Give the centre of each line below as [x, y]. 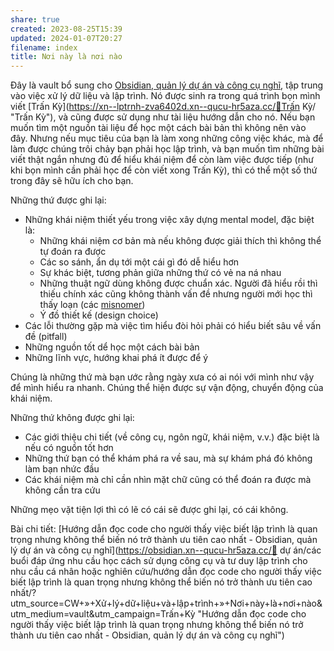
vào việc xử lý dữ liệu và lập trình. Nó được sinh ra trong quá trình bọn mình [165, 96]
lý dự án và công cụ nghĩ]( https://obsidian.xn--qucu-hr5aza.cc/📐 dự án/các [166, 550]
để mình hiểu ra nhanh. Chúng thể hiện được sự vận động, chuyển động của [167, 388]
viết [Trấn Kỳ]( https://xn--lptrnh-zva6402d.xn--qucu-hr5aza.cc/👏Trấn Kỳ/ [163, 107]
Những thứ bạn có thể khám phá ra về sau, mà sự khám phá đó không [168, 458]
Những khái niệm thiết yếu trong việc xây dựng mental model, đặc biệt [169, 220]
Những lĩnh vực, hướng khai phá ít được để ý [116, 358]
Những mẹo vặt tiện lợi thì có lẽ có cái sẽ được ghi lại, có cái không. [149, 510]
